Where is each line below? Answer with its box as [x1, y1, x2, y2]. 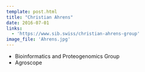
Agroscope [14, 59, 42, 66]
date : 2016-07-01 [6, 20, 50, 26]
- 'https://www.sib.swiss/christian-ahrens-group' [11, 31, 140, 37]
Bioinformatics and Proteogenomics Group [14, 53, 120, 60]
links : [6, 25, 23, 32]
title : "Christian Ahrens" [6, 14, 73, 20]
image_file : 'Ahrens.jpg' [6, 36, 70, 42]
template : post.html [6, 8, 58, 15]
